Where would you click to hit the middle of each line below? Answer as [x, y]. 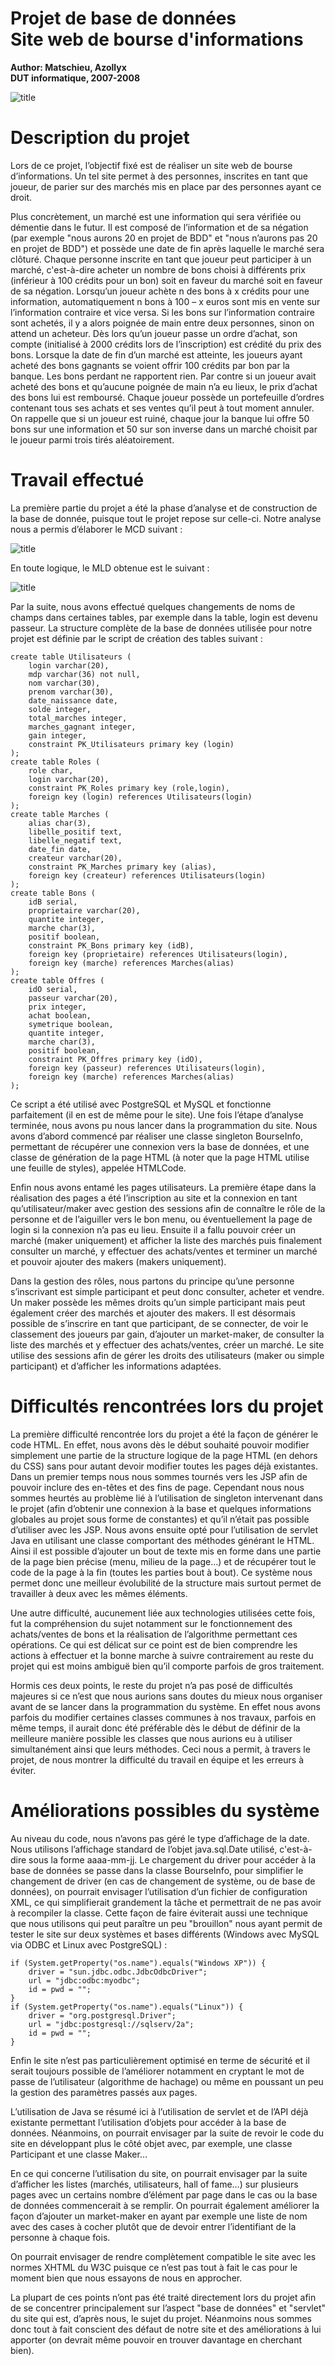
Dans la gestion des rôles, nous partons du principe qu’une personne [152, 1281]
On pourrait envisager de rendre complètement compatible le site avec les [163, 2256]
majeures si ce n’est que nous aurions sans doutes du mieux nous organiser [166, 1696]
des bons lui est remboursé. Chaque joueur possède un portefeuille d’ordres [167, 397]
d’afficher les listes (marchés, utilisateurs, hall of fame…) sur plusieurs [154, 2184]
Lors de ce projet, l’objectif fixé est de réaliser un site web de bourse [151, 165]
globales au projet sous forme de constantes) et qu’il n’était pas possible [160, 1519]
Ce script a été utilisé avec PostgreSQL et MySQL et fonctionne [141, 1104]
